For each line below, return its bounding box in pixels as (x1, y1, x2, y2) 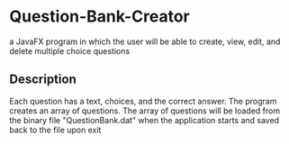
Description (9, 72, 77, 87)
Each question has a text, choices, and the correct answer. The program (9, 95, 277, 106)
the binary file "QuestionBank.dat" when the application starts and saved (9, 114, 280, 125)
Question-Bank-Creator (9, 6, 191, 27)
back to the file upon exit (9, 124, 102, 135)
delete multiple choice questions (9, 45, 131, 56)
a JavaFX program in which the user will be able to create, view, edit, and (9, 36, 281, 47)
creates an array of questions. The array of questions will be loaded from (9, 105, 281, 116)
